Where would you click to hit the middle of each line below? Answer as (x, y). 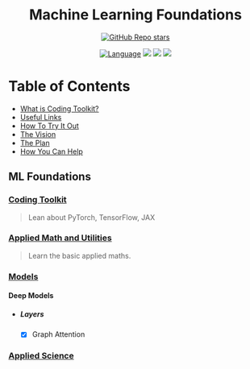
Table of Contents (69, 87)
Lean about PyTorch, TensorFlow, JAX (92, 217)
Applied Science (41, 356)
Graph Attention (58, 334)
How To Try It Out (49, 126)
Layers (32, 314)
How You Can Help (51, 151)
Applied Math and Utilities (60, 238)
